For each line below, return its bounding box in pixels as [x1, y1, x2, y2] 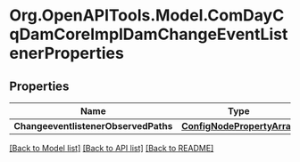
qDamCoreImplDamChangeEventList [9, 24, 288, 45]
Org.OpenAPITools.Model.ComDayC [9, 5, 285, 26]
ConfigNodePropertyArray [181, 120, 296, 132]
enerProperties [9, 44, 125, 63]
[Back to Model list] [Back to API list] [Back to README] [9, 143, 214, 153]
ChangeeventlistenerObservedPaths [13, 120, 173, 132]
